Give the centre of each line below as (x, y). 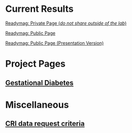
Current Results (40, 9)
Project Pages (35, 64)
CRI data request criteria (45, 124)
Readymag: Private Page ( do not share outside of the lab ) (66, 23)
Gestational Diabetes (39, 83)
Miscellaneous (37, 104)
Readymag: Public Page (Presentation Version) (54, 43)
